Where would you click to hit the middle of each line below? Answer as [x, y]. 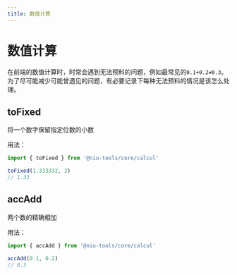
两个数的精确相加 [32, 217]
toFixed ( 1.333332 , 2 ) [39, 171]
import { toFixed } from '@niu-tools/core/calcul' [83, 158]
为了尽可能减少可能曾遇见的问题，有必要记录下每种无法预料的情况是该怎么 [115, 80]
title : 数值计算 [29, 14]
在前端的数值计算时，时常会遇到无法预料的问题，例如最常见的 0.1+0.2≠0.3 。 [117, 72]
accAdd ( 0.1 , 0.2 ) [33, 258]
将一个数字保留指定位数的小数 [50, 130]
